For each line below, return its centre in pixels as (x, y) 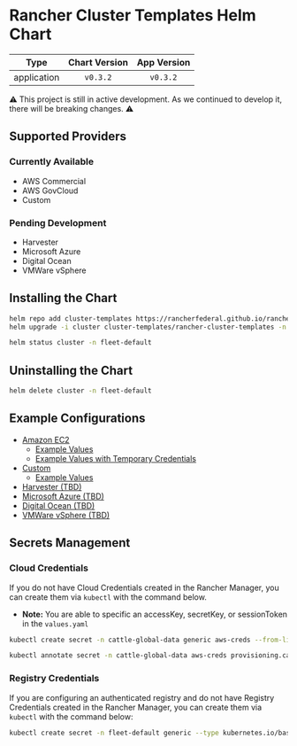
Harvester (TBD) (52, 486)
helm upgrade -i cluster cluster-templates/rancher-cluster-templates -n (148, 327)
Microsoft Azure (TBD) (63, 496)
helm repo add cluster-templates (71, 319)
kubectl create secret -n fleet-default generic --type (114, 733)
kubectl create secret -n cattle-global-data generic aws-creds (130, 640)
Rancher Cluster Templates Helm (133, 16)
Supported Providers (68, 137)
